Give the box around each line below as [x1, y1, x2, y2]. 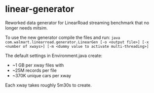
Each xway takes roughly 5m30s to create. [5, 82, 92, 88]
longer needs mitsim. [5, 25, 48, 31]
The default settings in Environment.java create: [5, 53, 103, 59]
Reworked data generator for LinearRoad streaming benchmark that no [5, 20, 150, 26]
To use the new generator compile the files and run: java [5, 34, 120, 40]
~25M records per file [12, 67, 57, 73]
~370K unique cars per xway [12, 72, 72, 78]
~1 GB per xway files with [12, 62, 64, 68]
